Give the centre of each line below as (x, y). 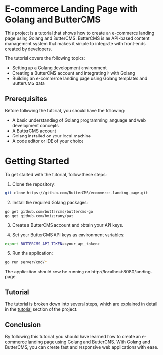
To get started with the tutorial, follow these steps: (56, 174)
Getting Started (37, 161)
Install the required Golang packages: (50, 202)
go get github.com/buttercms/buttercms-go (49, 211)
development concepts (35, 125)
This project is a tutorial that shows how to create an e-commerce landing (80, 33)
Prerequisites (26, 99)
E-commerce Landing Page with (72, 9)
